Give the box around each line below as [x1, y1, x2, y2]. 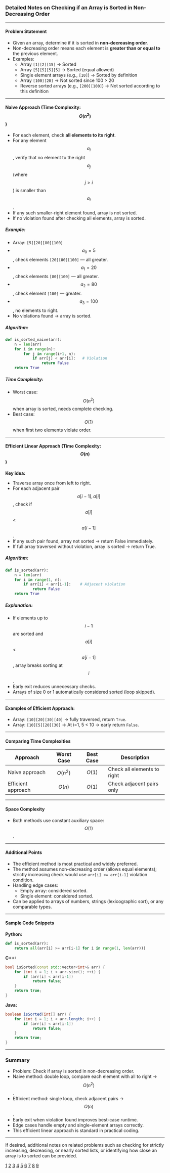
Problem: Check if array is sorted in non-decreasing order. [12, 1068, 135, 1074]
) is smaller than [12, 187, 47, 193]
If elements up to [12, 615, 48, 621]
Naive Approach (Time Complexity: [5, 104, 81, 110]
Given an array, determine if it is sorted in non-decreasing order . [12, 39, 149, 46]
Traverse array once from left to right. [12, 480, 91, 486]
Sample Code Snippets [5, 920, 55, 926]
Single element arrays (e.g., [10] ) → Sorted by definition [20, 72, 138, 78]
